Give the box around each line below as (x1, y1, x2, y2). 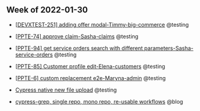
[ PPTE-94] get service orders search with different (15, 44, 143, 52)
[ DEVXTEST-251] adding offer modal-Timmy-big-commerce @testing (15, 21, 189, 28)
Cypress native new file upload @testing (15, 86, 117, 93)
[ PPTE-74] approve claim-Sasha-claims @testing (15, 33, 139, 40)
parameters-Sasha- (144, 44, 194, 52)
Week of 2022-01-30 (6, 5, 88, 15)
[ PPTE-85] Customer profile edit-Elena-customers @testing (15, 62, 166, 70)
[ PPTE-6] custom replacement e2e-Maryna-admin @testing (15, 74, 166, 81)
